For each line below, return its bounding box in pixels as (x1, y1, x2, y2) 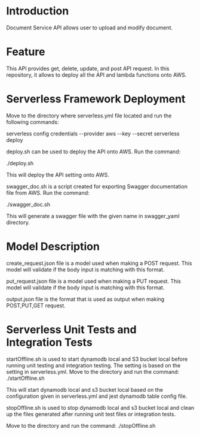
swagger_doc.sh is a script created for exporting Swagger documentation (6, 183, 188, 190)
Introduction (6, 4, 69, 18)
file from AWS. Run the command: (6, 189, 90, 196)
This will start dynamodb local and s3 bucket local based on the (6, 386, 163, 393)
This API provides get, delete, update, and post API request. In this (6, 65, 170, 72)
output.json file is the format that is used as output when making (6, 295, 165, 303)
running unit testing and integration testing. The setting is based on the (6, 361, 181, 369)
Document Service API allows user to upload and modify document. (6, 24, 173, 31)
